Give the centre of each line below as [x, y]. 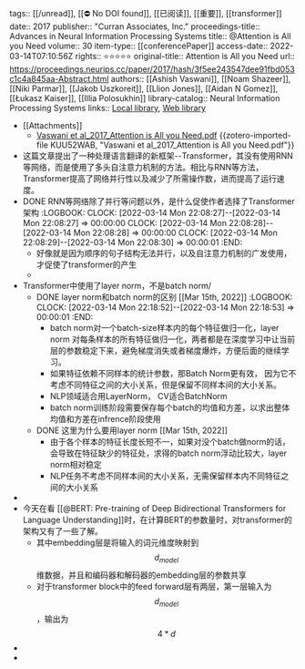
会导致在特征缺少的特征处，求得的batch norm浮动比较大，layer [168, 453]
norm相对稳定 [76, 464]
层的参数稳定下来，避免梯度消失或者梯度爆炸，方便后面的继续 [166, 350]
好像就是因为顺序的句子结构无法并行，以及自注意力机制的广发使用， [164, 253]
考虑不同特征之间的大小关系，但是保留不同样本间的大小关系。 [166, 385]
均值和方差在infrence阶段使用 [105, 419]
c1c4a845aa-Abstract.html [59, 79]
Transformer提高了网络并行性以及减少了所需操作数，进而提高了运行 [150, 179]
